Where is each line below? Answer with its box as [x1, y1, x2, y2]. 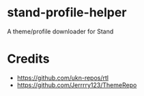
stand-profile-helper [7, 5, 127, 20]
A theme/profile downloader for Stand [7, 27, 114, 35]
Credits [7, 51, 50, 67]
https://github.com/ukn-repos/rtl [16, 74, 109, 82]
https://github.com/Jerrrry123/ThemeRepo [16, 80, 137, 89]
